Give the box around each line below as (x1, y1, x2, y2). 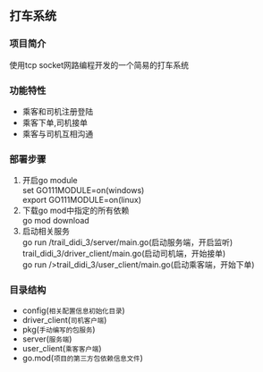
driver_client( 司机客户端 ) (21, 314, 107, 325)
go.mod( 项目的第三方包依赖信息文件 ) (21, 352, 143, 363)
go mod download (21, 216, 89, 226)
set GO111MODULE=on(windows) (21, 185, 145, 196)
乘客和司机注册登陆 (21, 106, 94, 116)
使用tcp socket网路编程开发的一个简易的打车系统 (9, 59, 190, 70)
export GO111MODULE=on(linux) (21, 195, 141, 206)
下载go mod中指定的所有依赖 (21, 205, 130, 216)
